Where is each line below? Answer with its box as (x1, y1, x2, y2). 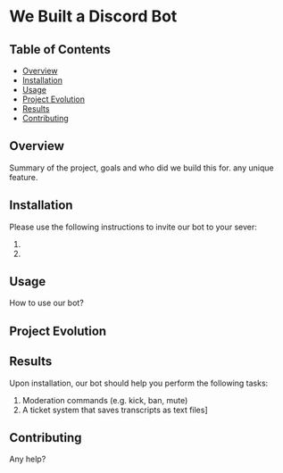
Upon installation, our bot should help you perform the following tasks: (9, 378, 269, 388)
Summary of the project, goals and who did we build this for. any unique (9, 162, 274, 173)
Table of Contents (9, 42, 112, 57)
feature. (9, 171, 38, 182)
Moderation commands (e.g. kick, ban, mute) (21, 394, 188, 405)
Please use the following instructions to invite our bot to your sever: (9, 221, 257, 232)
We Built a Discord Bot (9, 6, 178, 27)
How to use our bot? (9, 297, 85, 309)
